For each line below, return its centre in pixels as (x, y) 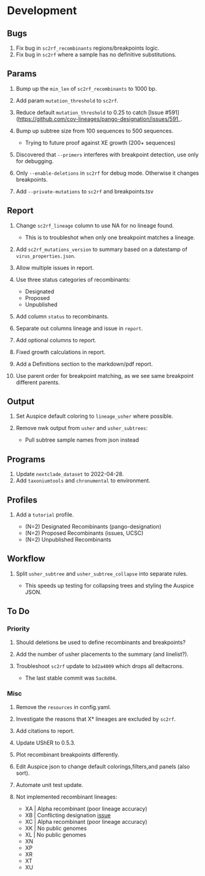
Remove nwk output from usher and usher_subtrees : (82, 428)
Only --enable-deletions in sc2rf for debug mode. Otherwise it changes (107, 173)
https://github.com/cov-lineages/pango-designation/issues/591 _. (100, 119)
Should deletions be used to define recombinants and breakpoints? (101, 642)
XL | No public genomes (56, 834)
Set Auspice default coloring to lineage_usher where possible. (95, 416)
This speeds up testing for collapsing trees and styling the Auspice (109, 585)
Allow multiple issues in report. (55, 267)
